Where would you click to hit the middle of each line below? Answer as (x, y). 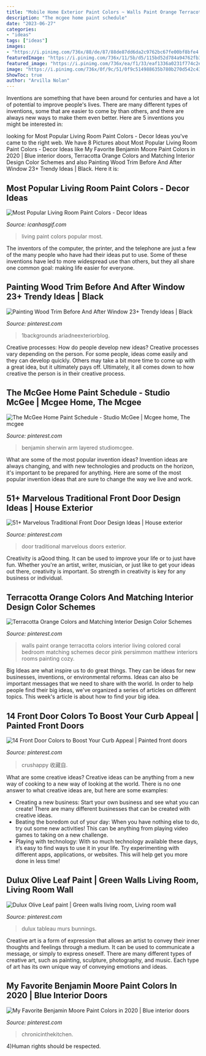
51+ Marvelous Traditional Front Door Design (93, 498)
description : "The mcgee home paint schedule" (67, 18)
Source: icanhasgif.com (36, 224)
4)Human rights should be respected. (54, 1046)
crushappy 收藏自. (44, 765)
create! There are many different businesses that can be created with (103, 809)
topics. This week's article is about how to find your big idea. (83, 697)
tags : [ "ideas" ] (27, 41)
